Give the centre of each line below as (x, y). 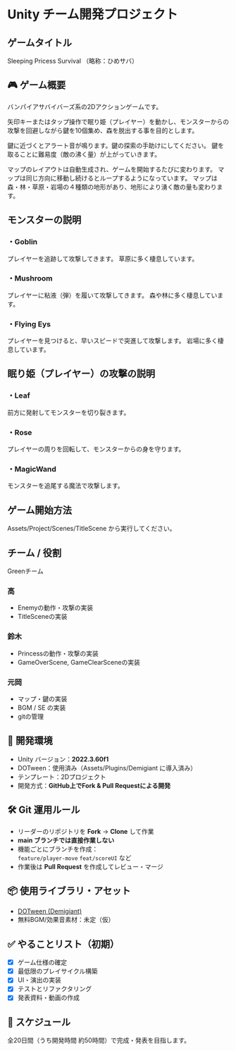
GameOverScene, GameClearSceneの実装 (79, 662)
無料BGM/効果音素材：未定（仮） (66, 920)
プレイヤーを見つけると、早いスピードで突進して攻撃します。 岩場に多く (113, 341)
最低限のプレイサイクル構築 (58, 971)
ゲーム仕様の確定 (42, 962)
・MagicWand (32, 469)
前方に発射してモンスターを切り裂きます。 (69, 412)
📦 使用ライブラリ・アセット (69, 891)
